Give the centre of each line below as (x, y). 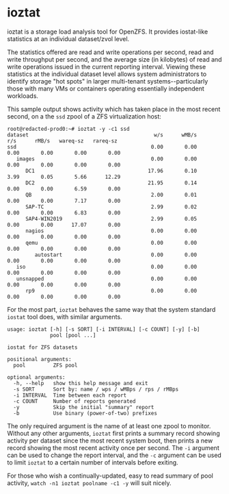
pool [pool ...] (73, 335)
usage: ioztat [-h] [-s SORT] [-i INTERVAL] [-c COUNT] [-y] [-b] (104, 329)
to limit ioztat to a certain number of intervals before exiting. (93, 462)
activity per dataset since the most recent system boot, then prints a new (110, 441)
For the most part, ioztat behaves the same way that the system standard (111, 309)
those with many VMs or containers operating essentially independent (106, 88)
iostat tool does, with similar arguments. (65, 317)
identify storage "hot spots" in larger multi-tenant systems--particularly (108, 81)
